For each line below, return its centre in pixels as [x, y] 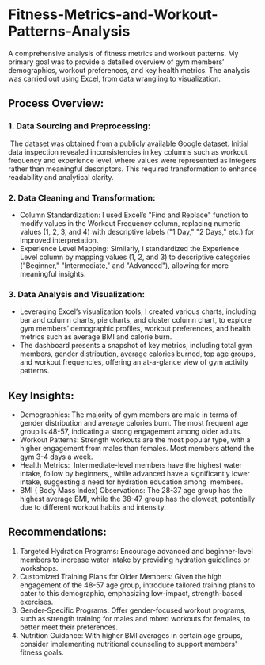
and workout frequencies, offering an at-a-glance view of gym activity [134, 362]
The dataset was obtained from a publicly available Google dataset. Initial [129, 143]
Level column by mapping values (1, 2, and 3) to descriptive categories [135, 257]
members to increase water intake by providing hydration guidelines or [135, 560]
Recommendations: [57, 532]
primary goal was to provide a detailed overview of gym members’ [116, 62]
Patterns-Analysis [69, 31]
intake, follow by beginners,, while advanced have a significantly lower [135, 474]
